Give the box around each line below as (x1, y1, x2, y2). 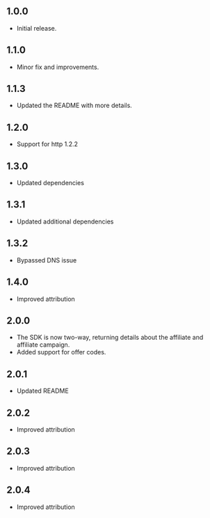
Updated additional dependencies (16, 217, 114, 226)
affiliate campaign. (16, 340, 70, 349)
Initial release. (16, 24, 57, 32)
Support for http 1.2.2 (16, 140, 78, 148)
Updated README (16, 386, 69, 395)
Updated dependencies (16, 179, 85, 187)
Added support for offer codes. (16, 348, 106, 356)
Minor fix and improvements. (16, 63, 99, 71)
